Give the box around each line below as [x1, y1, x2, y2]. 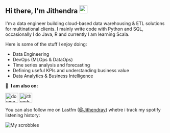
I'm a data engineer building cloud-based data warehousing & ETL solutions [5, 20, 165, 26]
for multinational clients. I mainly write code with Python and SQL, [5, 26, 144, 32]
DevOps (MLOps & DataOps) [12, 56, 73, 62]
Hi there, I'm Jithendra [5, 7, 78, 15]
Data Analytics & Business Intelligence [12, 73, 93, 79]
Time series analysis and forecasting [12, 62, 90, 68]
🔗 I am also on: [5, 82, 38, 88]
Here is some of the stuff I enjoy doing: [5, 41, 87, 47]
